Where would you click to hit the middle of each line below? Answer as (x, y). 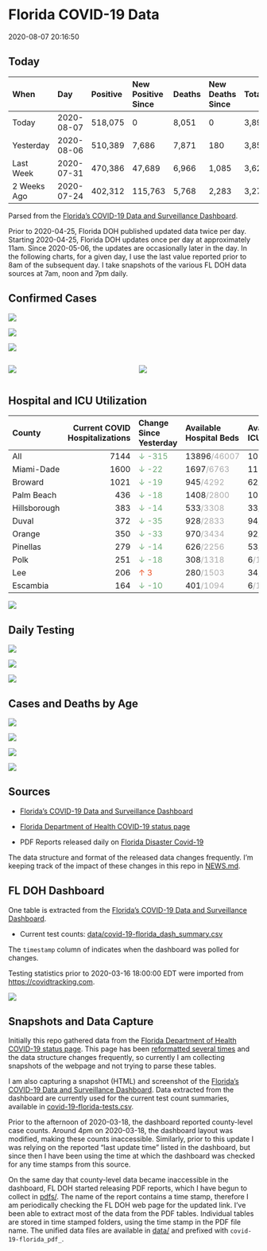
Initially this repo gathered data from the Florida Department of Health (122, 1041)
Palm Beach (35, 495)
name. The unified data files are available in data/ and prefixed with (118, 1230)
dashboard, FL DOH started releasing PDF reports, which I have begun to (128, 1188)
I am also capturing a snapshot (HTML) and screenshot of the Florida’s (124, 1081)
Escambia (31, 586)
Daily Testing (41, 630)
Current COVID (102, 428)
